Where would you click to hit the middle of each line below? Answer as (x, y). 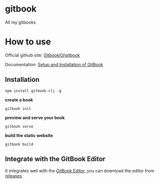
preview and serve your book (35, 117)
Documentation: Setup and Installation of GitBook (54, 64)
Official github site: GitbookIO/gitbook (43, 55)
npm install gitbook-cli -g (33, 91)
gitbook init (18, 109)
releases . (14, 176)
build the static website (29, 135)
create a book (19, 99)
